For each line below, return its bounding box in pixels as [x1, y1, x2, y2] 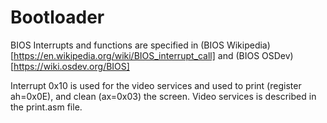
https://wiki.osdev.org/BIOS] [13, 60, 130, 72]
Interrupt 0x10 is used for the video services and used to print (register [10, 79, 302, 91]
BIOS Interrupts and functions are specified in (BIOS [10, 39, 225, 51]
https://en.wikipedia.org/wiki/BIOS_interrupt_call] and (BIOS [13, 49, 260, 61]
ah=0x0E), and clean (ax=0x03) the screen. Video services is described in [10, 90, 317, 102]
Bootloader [10, 6, 105, 29]
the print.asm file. [10, 101, 83, 113]
